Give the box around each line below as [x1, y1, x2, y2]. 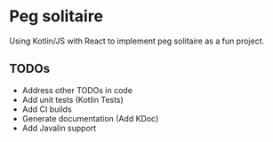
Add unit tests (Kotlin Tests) [21, 94, 124, 105]
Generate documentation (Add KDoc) [21, 113, 159, 123]
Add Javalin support [21, 122, 97, 133]
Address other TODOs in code [21, 84, 133, 95]
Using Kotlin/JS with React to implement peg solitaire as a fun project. [9, 35, 265, 46]
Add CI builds [21, 104, 73, 114]
